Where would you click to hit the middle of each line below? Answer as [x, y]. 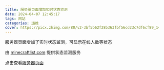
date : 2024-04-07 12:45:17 [32, 14]
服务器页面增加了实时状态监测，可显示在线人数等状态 [59, 42]
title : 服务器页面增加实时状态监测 [36, 9]
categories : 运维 [22, 23]
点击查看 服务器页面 [24, 63]
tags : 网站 [15, 18]
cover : [12, 28]
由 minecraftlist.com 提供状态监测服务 [43, 52]
